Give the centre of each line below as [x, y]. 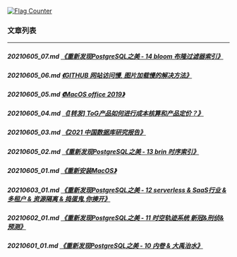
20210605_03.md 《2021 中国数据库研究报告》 [77, 132]
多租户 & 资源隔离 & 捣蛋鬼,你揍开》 [59, 198]
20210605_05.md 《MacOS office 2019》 [66, 94]
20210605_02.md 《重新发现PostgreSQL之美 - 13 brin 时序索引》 [103, 151]
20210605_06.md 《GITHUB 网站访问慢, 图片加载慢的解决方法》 [100, 76]
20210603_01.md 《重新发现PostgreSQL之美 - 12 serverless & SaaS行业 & [117, 190]
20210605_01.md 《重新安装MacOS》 [62, 171]
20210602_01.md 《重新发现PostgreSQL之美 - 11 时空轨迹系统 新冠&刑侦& [116, 217]
